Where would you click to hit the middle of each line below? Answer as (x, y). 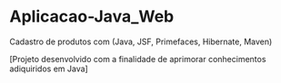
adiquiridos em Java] (49, 69)
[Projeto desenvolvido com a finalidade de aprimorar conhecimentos (138, 59)
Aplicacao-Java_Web (92, 17)
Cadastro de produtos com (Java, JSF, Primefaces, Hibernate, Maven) (141, 41)
